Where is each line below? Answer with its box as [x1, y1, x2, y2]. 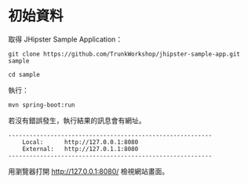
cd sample [8, 70, 41, 78]
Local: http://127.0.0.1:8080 [22, 138, 139, 146]
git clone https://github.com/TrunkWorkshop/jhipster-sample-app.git [8, 50, 241, 58]
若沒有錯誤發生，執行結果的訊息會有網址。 [8, 115, 146, 125]
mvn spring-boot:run [8, 101, 76, 109]
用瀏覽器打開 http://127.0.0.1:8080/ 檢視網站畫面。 [8, 166, 170, 176]
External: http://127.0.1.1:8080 [22, 145, 139, 153]
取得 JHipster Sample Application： [8, 34, 123, 44]
